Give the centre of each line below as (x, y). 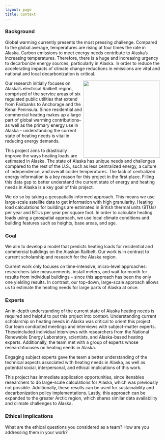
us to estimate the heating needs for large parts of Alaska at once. (72, 288)
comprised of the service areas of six (43, 94)
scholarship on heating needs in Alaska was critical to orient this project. (79, 322)
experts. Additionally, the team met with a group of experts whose (72, 342)
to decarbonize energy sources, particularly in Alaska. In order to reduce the (82, 63)
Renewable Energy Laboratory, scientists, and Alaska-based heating (74, 337)
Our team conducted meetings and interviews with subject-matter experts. (81, 327)
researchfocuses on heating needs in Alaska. (51, 348)
